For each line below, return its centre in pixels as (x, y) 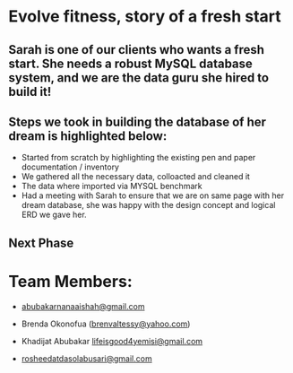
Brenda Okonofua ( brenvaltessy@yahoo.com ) (106, 324)
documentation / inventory (70, 167)
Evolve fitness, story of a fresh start (145, 17)
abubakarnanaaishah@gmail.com (83, 306)
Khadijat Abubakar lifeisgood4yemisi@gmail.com (112, 341)
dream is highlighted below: (88, 136)
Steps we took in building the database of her (137, 121)
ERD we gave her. (54, 215)
